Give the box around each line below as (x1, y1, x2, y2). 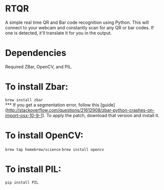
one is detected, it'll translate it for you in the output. (5, 30, 112, 36)
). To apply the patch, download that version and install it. (42, 112, 160, 118)
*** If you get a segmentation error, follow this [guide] (5, 102, 115, 108)
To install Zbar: (5, 81, 68, 92)
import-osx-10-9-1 (5, 112, 43, 118)
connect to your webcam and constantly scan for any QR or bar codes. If (5, 24, 154, 30)
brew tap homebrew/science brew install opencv (5, 147, 104, 152)
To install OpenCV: (5, 130, 84, 141)
